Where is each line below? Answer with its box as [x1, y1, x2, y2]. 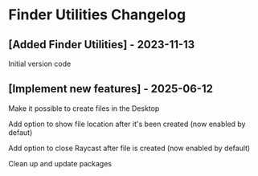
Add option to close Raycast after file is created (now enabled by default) [8, 143, 251, 153]
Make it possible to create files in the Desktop [8, 103, 160, 113]
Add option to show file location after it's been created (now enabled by [8, 119, 246, 129]
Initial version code [8, 59, 72, 68]
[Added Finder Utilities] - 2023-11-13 [8, 38, 195, 51]
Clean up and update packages [8, 158, 113, 168]
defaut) [8, 127, 33, 137]
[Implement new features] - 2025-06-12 [8, 82, 213, 96]
